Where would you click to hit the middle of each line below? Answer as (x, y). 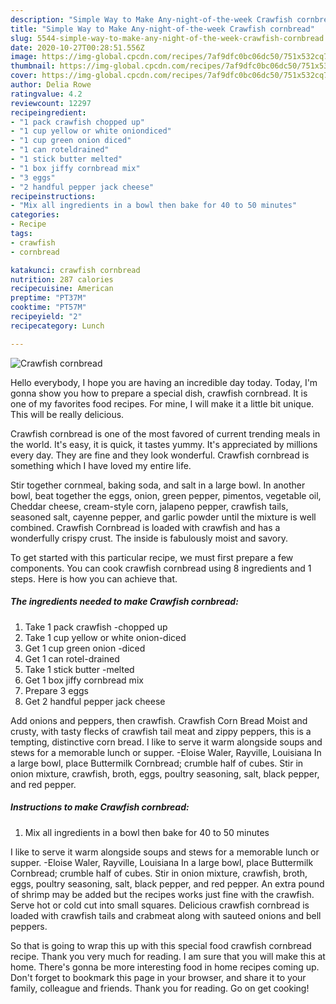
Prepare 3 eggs (56, 690)
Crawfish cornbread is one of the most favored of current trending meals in (165, 433)
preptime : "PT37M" (48, 298)
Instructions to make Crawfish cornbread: (100, 807)
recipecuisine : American (62, 289)
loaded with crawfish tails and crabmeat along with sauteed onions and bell (166, 915)
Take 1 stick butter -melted (79, 669)
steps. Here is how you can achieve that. (94, 578)
